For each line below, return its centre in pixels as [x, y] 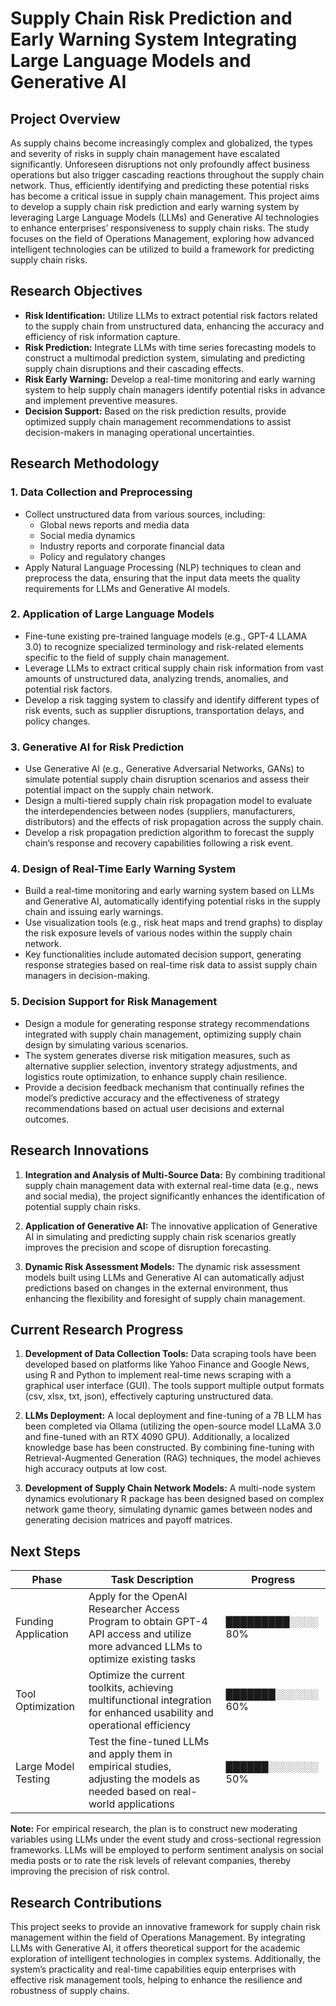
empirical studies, [130, 1767]
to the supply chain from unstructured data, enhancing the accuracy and [174, 326]
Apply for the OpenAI [138, 1597]
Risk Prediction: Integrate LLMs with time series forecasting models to [170, 347]
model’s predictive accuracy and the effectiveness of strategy [152, 1098]
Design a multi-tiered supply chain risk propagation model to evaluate [168, 801]
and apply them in [130, 1754]
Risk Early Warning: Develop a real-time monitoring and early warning [170, 379]
